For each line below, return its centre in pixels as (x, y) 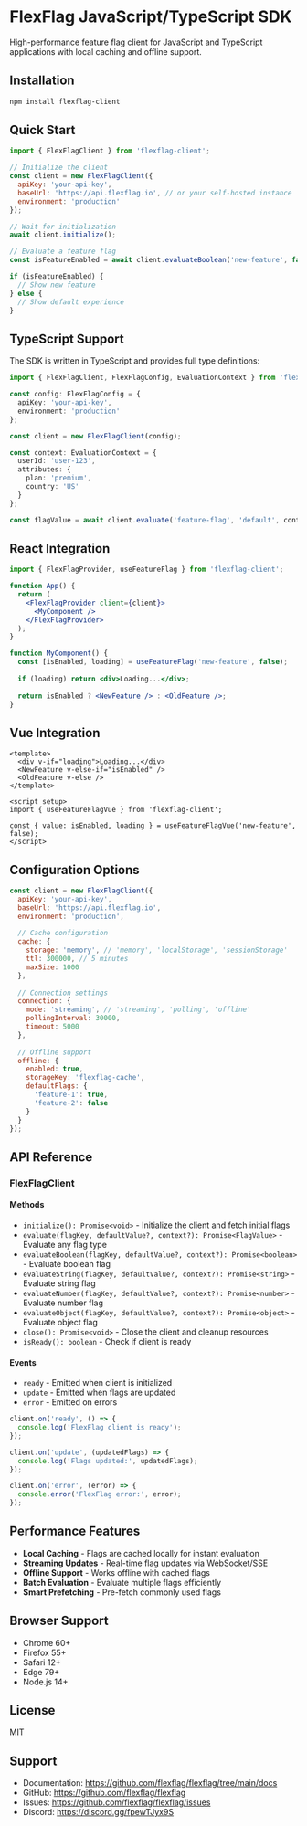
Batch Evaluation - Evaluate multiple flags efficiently (122, 1582)
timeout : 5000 (53, 1027)
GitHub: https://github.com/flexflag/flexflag (104, 1793)
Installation (42, 81)
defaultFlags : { (57, 1086)
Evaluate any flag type (65, 1244)
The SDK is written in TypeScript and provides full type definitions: (135, 361)
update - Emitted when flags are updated (99, 1393)
